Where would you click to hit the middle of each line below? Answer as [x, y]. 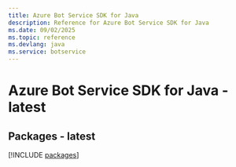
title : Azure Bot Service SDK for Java [74, 15]
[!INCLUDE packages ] [44, 155]
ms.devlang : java [37, 45]
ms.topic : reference [42, 37]
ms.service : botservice [47, 52]
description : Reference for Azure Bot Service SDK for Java [109, 23]
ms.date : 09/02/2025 [42, 30]
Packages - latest [52, 136]
